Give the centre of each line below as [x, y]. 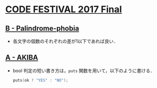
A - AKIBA [22, 58]
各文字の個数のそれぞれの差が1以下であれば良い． [65, 41]
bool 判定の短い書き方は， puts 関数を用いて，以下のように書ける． [84, 71]
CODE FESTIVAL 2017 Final [64, 9]
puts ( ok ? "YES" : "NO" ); [40, 80]
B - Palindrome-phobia [42, 28]
